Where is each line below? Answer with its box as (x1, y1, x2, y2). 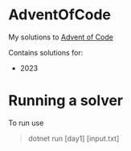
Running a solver (8, 92, 124, 110)
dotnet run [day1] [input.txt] (27, 133, 120, 143)
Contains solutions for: (8, 47, 84, 57)
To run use (8, 118, 44, 128)
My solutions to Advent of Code (8, 32, 114, 42)
